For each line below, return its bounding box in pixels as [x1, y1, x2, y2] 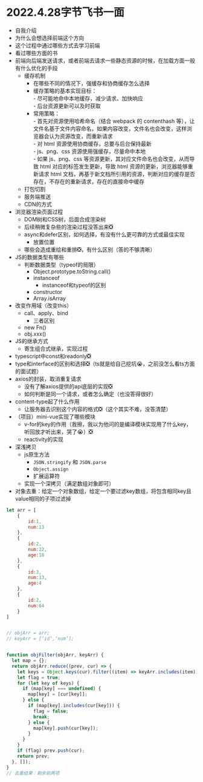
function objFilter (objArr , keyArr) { [6, 652, 104, 658]
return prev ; [17, 753, 50, 759]
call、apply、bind [24, 309, 68, 316]
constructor [33, 288, 62, 295]
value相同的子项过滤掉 [14, 495, 71, 502]
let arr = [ [6, 507, 36, 513]
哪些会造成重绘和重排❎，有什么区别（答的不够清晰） [24, 246, 156, 253]
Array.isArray [33, 295, 66, 302]
